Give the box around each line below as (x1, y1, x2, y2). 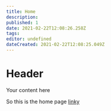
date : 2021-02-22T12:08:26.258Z (6, 25, 86, 31)
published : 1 (6, 19, 39, 25)
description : (6, 14, 39, 20)
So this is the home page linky (6, 98, 80, 105)
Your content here (6, 86, 50, 93)
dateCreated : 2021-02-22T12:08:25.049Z (6, 42, 105, 48)
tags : (6, 31, 20, 37)
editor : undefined (6, 36, 52, 42)
